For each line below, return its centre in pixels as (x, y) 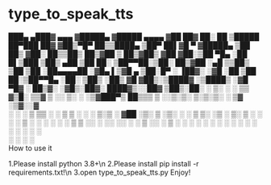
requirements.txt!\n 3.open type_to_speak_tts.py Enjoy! (100, 172)
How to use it (30, 148)
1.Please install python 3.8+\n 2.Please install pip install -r (104, 163)
